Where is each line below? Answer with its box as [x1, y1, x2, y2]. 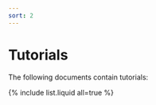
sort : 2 [8, 11, 34, 20]
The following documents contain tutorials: [8, 72, 149, 82]
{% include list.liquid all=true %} [8, 87, 114, 97]
